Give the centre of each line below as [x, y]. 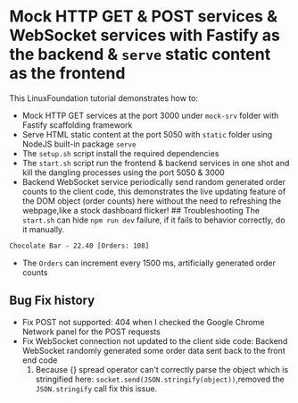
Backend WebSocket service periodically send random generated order [154, 181]
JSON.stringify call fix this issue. [96, 388]
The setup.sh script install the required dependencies [120, 153]
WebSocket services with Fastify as [145, 35]
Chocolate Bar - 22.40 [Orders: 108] [79, 246]
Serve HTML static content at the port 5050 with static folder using [147, 134]
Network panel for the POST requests [91, 332]
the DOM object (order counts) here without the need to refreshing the [152, 201]
